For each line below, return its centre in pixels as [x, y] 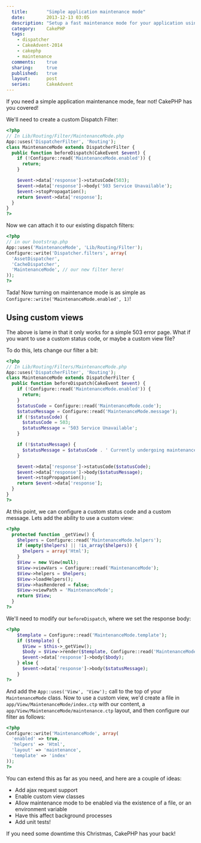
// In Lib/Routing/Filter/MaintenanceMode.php [65, 136]
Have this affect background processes [63, 815]
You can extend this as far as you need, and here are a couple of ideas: [94, 778]
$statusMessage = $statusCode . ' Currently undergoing [93, 450]
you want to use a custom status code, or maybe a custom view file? [91, 338]
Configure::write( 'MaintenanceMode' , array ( [63, 733]
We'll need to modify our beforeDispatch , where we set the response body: [99, 618]
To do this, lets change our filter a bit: [52, 350]
